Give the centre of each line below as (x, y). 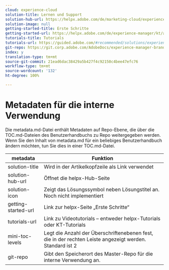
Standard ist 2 (60, 245)
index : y (14, 52)
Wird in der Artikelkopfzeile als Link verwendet (99, 167)
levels (15, 242)
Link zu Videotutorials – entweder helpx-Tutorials (102, 219)
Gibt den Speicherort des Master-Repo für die (98, 254)
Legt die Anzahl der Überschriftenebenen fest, (98, 233)
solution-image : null (28, 24)
